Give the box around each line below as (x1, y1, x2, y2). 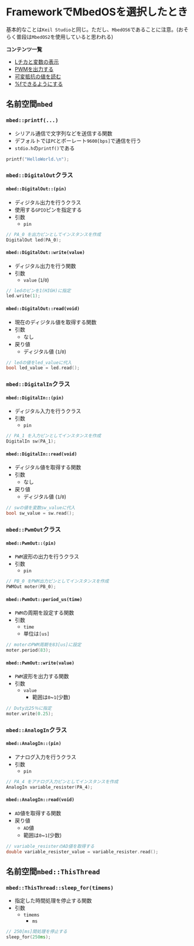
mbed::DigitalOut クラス (6, 171, 73, 179)
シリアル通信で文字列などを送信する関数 (14, 130, 113, 137)
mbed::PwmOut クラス (6, 525, 62, 534)
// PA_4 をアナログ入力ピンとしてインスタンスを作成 (6, 779, 118, 785)
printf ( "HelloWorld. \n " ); (6, 156, 69, 162)
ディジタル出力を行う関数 (14, 262, 76, 269)
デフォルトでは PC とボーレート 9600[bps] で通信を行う (14, 137, 142, 144)
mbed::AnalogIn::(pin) (6, 741, 62, 747)
